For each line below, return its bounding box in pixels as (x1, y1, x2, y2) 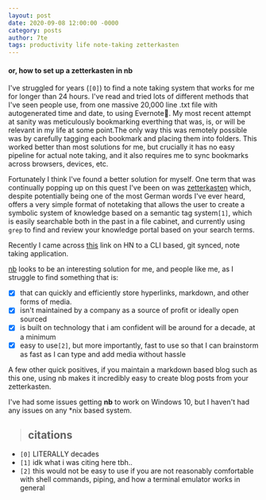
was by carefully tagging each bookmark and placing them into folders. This (8, 134, 257, 144)
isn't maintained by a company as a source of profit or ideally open (19, 306, 239, 315)
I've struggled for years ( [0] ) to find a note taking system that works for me (8, 83, 255, 93)
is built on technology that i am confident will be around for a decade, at (19, 323, 256, 333)
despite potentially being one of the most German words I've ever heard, (8, 191, 246, 201)
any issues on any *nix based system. (8, 406, 133, 415)
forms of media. (19, 297, 72, 306)
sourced (19, 314, 48, 324)
